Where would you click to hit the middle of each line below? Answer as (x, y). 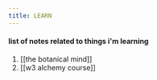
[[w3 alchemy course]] (58, 67)
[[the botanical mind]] (56, 59)
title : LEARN (30, 16)
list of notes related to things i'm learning (78, 42)
